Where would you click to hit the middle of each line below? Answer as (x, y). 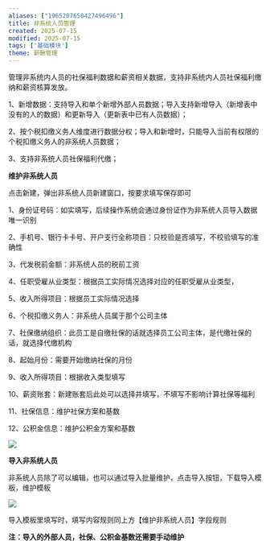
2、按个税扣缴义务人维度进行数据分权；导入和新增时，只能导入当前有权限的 (134, 131)
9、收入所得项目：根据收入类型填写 (67, 377)
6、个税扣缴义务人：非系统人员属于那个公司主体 (88, 316)
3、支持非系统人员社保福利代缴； (63, 159)
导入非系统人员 (33, 460)
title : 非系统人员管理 (42, 23)
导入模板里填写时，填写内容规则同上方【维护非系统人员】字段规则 (117, 520)
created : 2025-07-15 (43, 31)
